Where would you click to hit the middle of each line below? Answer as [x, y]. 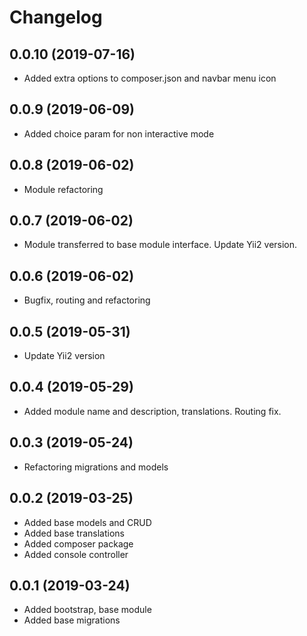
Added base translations [74, 533]
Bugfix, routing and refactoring [87, 300]
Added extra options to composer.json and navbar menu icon [150, 78]
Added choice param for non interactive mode [119, 133]
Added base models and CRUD [87, 522]
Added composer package [78, 543]
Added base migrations [72, 620]
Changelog [56, 17]
